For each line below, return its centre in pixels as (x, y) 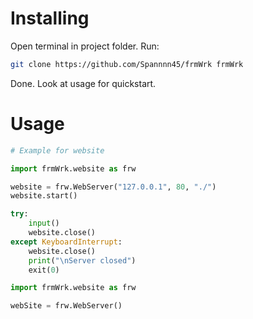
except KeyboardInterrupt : (66, 242)
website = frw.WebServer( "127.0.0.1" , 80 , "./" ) (113, 187)
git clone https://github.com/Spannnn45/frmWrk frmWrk (127, 64)
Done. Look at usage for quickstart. (83, 83)
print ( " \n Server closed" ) (82, 260)
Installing (50, 18)
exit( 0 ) (44, 270)
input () (44, 223)
